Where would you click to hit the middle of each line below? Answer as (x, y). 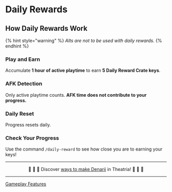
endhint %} (17, 46)
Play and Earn (23, 59)
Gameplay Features (26, 184)
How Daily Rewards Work (47, 28)
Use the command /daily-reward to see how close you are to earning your (84, 149)
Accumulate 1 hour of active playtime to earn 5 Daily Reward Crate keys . (83, 71)
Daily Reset (20, 114)
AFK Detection (24, 84)
